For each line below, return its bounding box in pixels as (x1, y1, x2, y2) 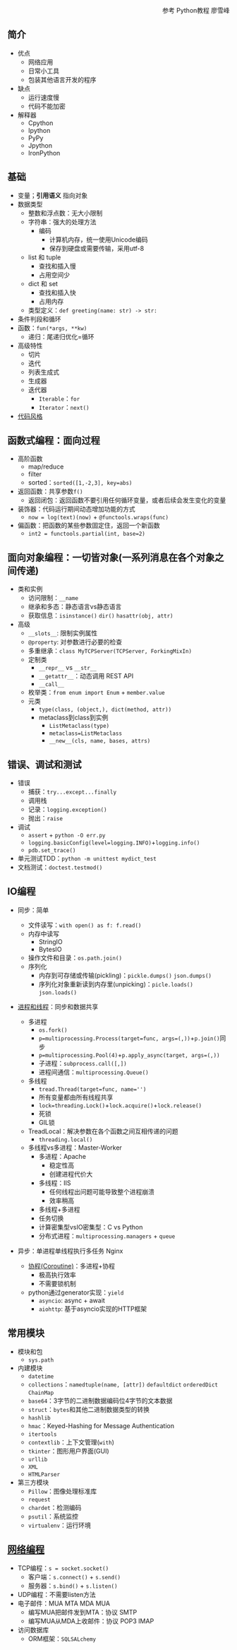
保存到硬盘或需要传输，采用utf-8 (49, 244, 145, 252)
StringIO (38, 937, 63, 945)
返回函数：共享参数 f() (17, 487, 83, 496)
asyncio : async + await (38, 1296, 106, 1304)
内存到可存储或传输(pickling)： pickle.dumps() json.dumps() (38, 971, 212, 979)
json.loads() (38, 989, 78, 996)
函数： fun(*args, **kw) (17, 324, 87, 332)
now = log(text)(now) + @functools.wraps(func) (28, 513, 169, 521)
